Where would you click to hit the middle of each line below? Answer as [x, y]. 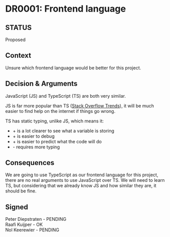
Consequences [30, 163]
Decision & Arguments [41, 84]
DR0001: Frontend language [65, 9]
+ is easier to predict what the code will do [57, 141]
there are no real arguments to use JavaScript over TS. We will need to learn [85, 180]
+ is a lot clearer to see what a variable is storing [63, 131]
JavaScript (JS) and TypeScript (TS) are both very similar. [65, 96]
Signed [17, 207]
